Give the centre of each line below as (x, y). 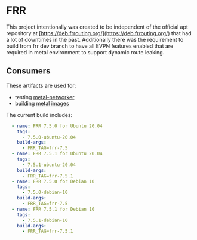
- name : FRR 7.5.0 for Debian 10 (53, 181)
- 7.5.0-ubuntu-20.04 (49, 137)
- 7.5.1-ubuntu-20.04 (49, 165)
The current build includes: (39, 115)
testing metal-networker (44, 97)
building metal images (42, 103)
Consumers (28, 71)
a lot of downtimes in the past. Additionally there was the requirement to (95, 39)
